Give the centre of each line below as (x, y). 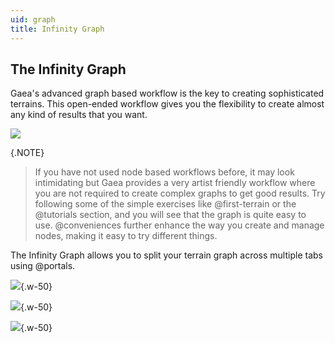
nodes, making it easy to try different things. (126, 236)
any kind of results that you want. (79, 115)
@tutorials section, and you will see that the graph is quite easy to (170, 215)
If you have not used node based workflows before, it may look (164, 172)
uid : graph (33, 19)
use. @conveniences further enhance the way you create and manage (179, 225)
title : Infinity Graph (57, 29)
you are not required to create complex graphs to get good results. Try (180, 193)
